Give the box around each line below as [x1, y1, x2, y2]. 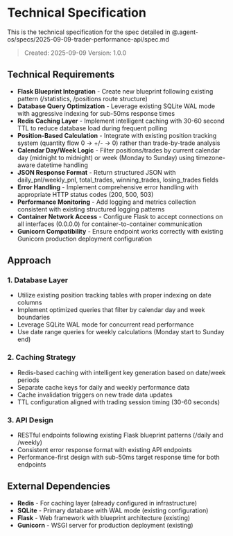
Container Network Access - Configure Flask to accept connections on [17, 212, 223, 221]
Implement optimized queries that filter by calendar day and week [17, 306, 205, 314]
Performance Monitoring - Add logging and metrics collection [17, 198, 196, 206]
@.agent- [171, 28, 199, 36]
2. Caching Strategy [7, 352, 76, 362]
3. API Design [7, 415, 54, 424]
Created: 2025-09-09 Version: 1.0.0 [24, 49, 127, 57]
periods [17, 376, 40, 384]
